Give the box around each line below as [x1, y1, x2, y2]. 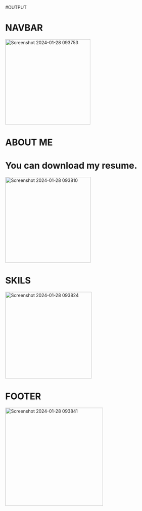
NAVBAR [5, 22, 43, 34]
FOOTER [5, 391, 41, 402]
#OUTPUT [5, 5, 27, 10]
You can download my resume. [5, 160, 137, 172]
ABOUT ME [5, 137, 53, 148]
